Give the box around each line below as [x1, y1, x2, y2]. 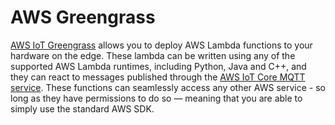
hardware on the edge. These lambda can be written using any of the [10, 49, 296, 61]
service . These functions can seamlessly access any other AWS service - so [10, 81, 326, 93]
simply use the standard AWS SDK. [10, 102, 155, 115]
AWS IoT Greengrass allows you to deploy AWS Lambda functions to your [10, 39, 313, 51]
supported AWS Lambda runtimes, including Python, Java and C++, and [10, 60, 307, 72]
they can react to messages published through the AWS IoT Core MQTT [10, 71, 306, 83]
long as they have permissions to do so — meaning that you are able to [10, 92, 303, 104]
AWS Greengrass [10, 6, 156, 29]
